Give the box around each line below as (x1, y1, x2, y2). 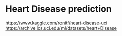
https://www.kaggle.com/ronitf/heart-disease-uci (5, 20, 107, 26)
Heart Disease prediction (5, 3, 112, 15)
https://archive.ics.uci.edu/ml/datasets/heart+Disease (5, 25, 117, 31)
